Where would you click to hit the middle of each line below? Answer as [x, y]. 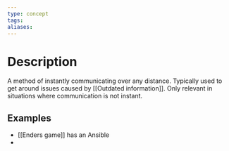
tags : [15, 20]
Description [42, 61]
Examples [29, 118]
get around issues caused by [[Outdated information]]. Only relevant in [110, 88]
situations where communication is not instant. [75, 96]
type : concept [28, 14]
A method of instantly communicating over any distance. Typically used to [115, 81]
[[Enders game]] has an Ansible [63, 135]
